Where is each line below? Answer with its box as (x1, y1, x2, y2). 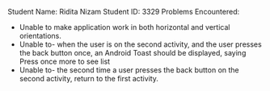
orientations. (19, 31, 61, 40)
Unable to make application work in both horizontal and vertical (19, 23, 230, 31)
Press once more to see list (19, 56, 111, 66)
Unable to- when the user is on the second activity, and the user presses (19, 39, 262, 49)
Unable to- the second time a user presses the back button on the (19, 65, 239, 75)
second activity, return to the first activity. (19, 74, 159, 83)
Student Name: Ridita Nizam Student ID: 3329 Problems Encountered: (7, 7, 240, 16)
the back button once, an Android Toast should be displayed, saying (19, 48, 247, 57)
